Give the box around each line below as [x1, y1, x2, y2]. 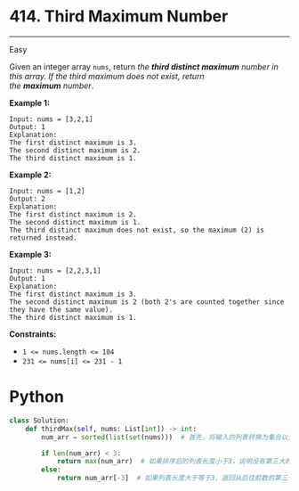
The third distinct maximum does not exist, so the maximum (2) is [9, 225, 265, 234]
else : [41, 465, 62, 474]
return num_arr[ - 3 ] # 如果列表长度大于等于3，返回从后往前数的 [56, 474, 275, 483]
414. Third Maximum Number [9, 6, 229, 27]
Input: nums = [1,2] [9, 186, 86, 195]
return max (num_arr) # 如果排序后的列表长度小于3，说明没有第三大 [56, 457, 286, 466]
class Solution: [9, 416, 69, 425]
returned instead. [9, 233, 77, 242]
